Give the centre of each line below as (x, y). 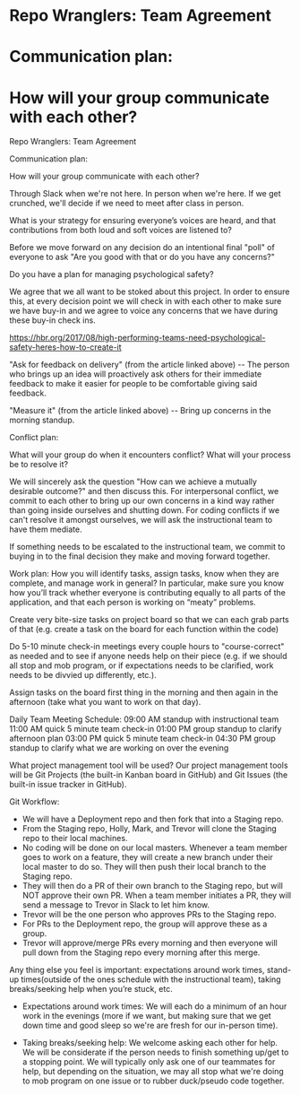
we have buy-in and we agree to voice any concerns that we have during (144, 311)
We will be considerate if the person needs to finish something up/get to (155, 1052)
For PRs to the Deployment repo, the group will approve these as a (145, 924)
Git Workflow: (34, 802)
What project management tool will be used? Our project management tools (149, 765)
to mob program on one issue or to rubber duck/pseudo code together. (153, 1081)
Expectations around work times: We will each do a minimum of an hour (154, 1006)
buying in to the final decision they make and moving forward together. (140, 556)
